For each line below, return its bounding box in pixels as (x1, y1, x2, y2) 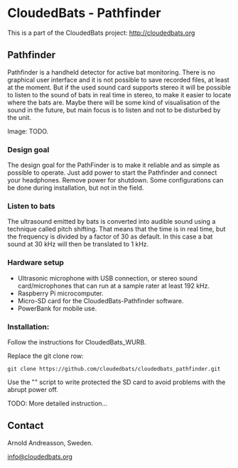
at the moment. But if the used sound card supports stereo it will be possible (7, 83, 231, 92)
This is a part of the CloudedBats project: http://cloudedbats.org (7, 28, 195, 37)
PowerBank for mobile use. (17, 304, 97, 312)
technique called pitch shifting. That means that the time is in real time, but (7, 225, 226, 234)
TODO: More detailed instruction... (7, 399, 108, 408)
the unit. (7, 113, 32, 121)
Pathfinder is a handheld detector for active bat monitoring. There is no (7, 67, 215, 76)
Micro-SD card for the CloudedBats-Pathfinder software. (17, 296, 184, 305)
